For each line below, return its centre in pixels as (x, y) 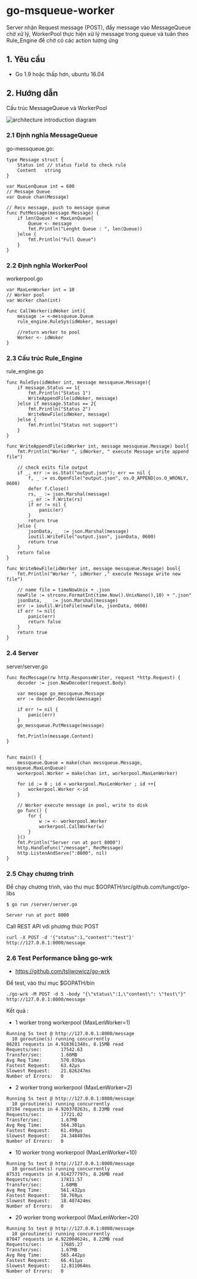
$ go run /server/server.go (42, 905)
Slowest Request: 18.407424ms (49, 1201)
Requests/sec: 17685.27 (45, 1245)
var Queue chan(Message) (38, 197)
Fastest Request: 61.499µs (45, 1131)
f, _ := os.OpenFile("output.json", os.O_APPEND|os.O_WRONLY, (109, 478)
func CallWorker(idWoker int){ (46, 311)
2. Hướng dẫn (32, 93)
